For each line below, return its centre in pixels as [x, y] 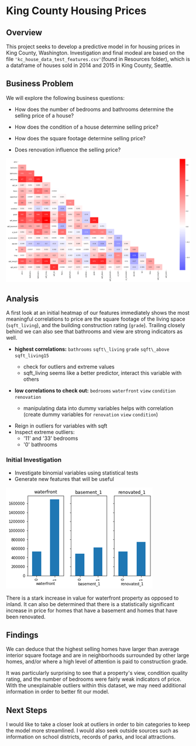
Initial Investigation [34, 460]
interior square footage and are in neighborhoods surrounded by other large [98, 656]
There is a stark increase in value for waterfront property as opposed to [92, 598]
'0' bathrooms [40, 445]
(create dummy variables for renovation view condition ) [91, 415]
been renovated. [26, 616]
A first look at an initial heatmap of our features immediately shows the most [98, 313]
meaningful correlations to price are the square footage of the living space [96, 319]
